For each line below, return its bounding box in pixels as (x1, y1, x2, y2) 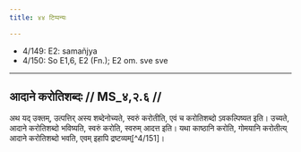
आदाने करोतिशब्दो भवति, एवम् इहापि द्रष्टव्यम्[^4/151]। (9, 133, 166, 144)
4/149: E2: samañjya (21, 46, 98, 56)
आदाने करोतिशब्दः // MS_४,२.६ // (9, 89, 162, 105)
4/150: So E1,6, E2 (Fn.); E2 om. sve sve (21, 55, 168, 65)
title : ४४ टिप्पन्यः (9, 13, 67, 22)
